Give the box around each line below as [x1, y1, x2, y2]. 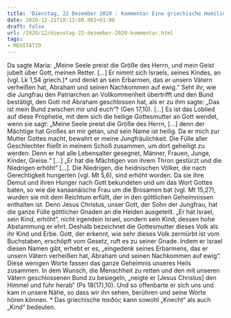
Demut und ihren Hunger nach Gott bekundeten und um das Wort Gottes [7, 179, 213, 186]
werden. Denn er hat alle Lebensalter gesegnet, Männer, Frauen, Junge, [7, 149, 211, 157]
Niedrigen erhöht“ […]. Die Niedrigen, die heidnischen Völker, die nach [7, 163, 206, 172]
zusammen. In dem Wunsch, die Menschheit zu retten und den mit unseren [7, 266, 220, 275]
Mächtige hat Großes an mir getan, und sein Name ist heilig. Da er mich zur [7, 127, 220, 135]
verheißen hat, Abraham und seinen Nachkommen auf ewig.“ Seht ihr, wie [7, 83, 217, 91]
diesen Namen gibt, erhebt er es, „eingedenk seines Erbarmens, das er [7, 244, 208, 252]
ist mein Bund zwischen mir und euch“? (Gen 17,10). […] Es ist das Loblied [7, 105, 215, 113]
